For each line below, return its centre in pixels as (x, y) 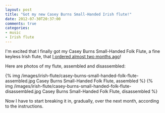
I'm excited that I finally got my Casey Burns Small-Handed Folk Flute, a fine (82, 51)
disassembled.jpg (23, 91)
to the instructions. (24, 106)
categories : (17, 28)
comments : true (21, 23)
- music (13, 33)
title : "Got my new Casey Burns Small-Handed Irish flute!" (69, 14)
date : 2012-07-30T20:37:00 (33, 19)
